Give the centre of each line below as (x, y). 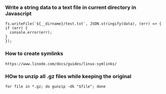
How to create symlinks (34, 53)
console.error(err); (31, 33)
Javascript (18, 13)
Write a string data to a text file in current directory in (71, 7)
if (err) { (16, 28)
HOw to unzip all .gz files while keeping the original (68, 76)
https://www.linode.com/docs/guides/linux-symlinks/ (61, 64)
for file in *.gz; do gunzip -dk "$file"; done (56, 86)
